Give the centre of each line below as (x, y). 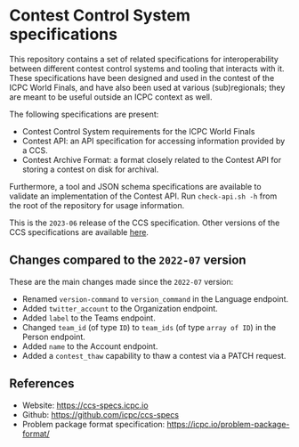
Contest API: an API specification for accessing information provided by (154, 141)
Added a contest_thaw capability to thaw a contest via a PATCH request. (154, 355)
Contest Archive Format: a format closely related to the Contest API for (152, 159)
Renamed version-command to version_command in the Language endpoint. (155, 298)
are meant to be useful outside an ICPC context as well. (111, 97)
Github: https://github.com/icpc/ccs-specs (101, 414)
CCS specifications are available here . (79, 232)
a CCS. (35, 150)
